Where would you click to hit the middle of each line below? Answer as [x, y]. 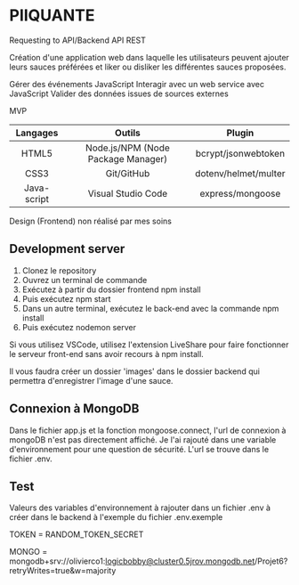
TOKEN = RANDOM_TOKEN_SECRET [77, 534]
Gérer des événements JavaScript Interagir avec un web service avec [137, 84]
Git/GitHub [128, 173]
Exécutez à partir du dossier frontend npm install [112, 289]
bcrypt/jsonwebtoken [240, 153]
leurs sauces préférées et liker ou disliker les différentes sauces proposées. [148, 67]
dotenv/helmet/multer [240, 173]
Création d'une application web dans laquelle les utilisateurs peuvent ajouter [149, 57]
